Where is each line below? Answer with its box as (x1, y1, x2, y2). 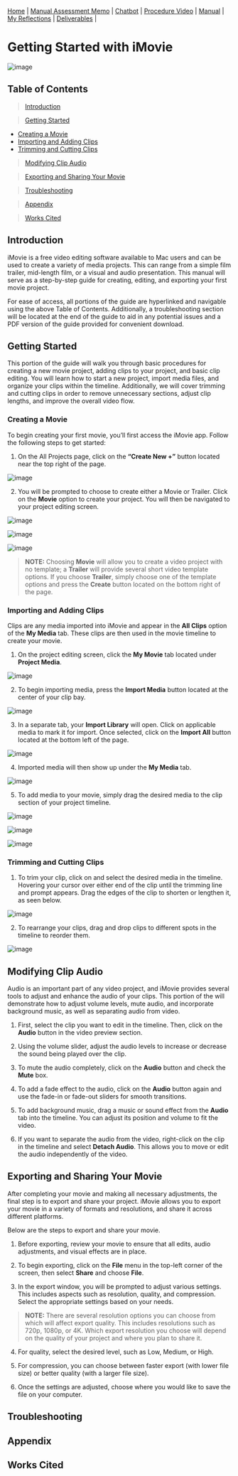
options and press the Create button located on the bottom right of (24, 580, 221, 588)
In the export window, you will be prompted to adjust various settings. (17, 1282, 222, 1291)
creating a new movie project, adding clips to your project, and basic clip (7, 367, 220, 375)
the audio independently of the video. (17, 1150, 128, 1158)
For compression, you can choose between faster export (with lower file (17, 1361, 229, 1369)
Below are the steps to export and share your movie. (7, 1226, 161, 1234)
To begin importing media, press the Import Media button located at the (17, 685, 229, 694)
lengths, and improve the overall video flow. (7, 397, 135, 405)
